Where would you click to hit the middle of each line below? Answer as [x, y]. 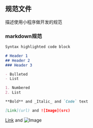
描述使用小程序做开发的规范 [34, 22]
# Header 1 [16, 56]
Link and [14, 120]
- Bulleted [16, 74]
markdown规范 [24, 36]
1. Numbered [17, 88]
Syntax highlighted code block [38, 47]
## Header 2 [17, 60]
